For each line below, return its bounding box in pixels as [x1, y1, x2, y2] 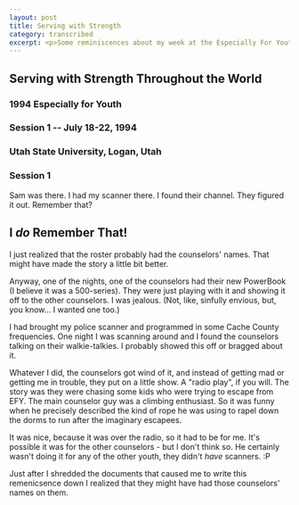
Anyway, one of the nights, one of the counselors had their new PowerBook [9, 276, 287, 286]
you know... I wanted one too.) [9, 304, 120, 315]
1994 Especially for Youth [9, 97, 123, 110]
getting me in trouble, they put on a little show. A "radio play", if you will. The [9, 377, 289, 387]
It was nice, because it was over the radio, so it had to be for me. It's [9, 432, 261, 443]
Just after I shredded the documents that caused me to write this [9, 468, 247, 478]
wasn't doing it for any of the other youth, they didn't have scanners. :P [9, 451, 271, 461]
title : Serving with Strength [9, 21, 122, 30]
